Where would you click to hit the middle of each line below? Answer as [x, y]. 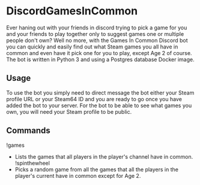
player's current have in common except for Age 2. [78, 175]
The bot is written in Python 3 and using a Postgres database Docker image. [100, 59]
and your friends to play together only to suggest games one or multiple [95, 34]
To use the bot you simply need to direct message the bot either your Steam [100, 92]
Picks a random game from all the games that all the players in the [97, 169]
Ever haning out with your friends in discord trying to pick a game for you [97, 28]
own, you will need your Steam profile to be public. [69, 111]
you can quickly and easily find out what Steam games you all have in [92, 47]
